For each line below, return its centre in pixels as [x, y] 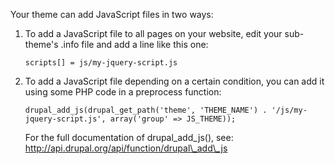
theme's [41, 44]
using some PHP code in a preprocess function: [123, 92]
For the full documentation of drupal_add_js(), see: [129, 137]
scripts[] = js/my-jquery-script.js [101, 63]
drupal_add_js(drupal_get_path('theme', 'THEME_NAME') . [146, 110]
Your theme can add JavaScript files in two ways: [112, 14]
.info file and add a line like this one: [134, 44]
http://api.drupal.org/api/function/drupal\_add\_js [126, 148]
